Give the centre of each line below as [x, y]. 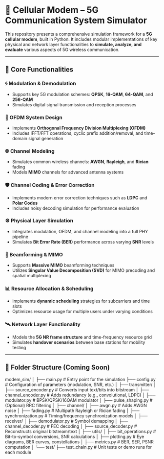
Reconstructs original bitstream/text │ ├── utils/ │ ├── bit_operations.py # [81, 431]
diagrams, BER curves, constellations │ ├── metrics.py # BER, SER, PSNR [79, 442]
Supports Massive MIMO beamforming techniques [63, 265]
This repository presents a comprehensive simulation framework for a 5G [79, 34]
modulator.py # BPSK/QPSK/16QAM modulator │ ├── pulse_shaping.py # [79, 400]
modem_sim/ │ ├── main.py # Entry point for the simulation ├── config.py [81, 379]
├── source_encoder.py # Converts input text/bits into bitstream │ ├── [77, 389]
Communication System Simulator [76, 20]
